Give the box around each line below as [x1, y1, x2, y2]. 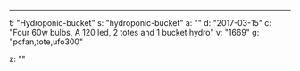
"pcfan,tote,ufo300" [9, 36, 83, 47]
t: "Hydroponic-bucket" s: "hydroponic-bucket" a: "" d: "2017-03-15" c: [9, 18, 272, 28]
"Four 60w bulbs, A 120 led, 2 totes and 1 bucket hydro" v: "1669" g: [9, 28, 260, 37]
